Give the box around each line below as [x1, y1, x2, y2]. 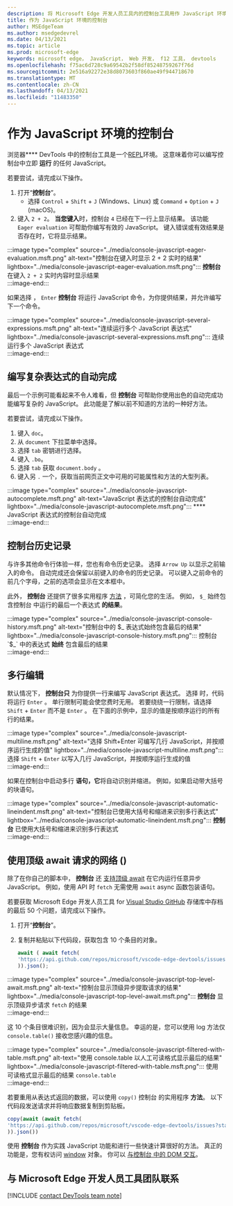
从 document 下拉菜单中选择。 [17, 438, 101, 446]
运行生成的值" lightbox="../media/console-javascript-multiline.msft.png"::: [12, 746, 224, 755]
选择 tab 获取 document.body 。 [17, 463, 105, 472]
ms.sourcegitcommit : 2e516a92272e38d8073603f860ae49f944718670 [7, 68, 194, 75]
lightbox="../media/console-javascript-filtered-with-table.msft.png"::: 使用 [7, 1062, 218, 1070]
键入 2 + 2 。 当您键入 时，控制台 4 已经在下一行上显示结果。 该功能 [17, 214, 209, 223]
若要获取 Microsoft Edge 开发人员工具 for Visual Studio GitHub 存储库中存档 [7, 897, 224, 906]
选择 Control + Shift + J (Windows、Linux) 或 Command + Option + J [27, 197, 219, 205]
